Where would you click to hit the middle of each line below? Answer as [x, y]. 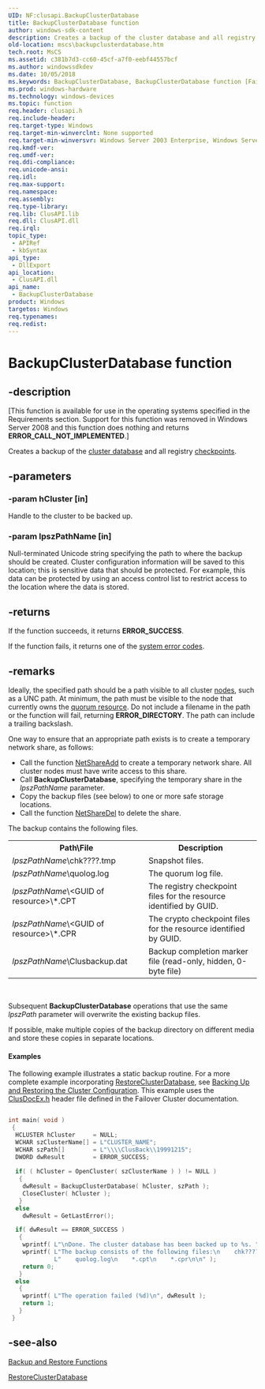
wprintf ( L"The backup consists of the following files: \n [121, 1252]
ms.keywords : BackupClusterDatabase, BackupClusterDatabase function [125, 81]
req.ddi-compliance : [42, 163]
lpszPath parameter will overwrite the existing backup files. [105, 1014]
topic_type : [28, 236]
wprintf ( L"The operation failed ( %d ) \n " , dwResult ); [114, 1296]
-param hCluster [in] [48, 498]
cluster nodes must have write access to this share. [103, 771]
